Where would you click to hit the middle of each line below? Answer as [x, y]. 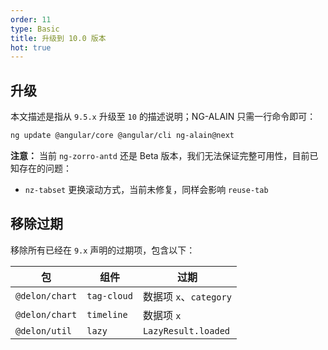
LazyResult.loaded [186, 330]
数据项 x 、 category [187, 296]
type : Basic [35, 29]
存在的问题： [45, 168]
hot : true [31, 47]
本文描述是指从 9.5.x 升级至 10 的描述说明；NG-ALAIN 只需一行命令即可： [163, 117]
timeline [107, 314]
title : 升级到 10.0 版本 [58, 38]
